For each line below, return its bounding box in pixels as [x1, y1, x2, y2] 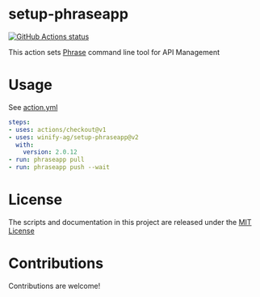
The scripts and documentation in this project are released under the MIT [8, 217, 252, 227]
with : [15, 141, 35, 149]
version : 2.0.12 [23, 148, 78, 156]
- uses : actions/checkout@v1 [8, 125, 107, 134]
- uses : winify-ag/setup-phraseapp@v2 [8, 133, 139, 142]
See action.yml [8, 102, 58, 112]
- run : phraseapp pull [8, 155, 85, 164]
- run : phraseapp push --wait [8, 163, 111, 172]
